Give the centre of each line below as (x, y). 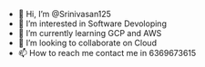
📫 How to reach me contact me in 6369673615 (107, 53)
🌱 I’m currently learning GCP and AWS (90, 33)
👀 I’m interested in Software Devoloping (92, 24)
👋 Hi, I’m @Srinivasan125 (65, 14)
